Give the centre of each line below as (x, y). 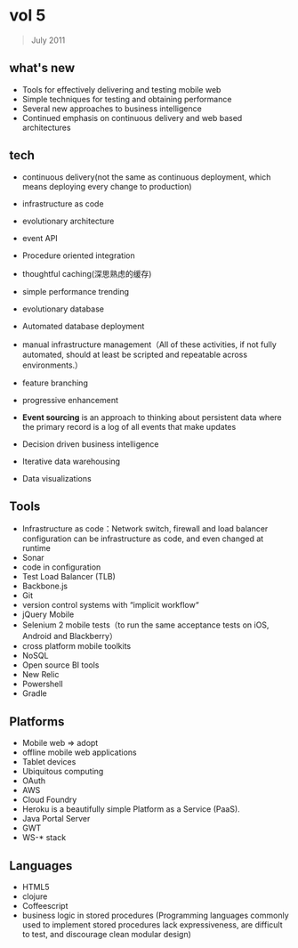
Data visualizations (56, 478)
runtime (36, 548)
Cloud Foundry (49, 800)
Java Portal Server (56, 819)
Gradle (34, 693)
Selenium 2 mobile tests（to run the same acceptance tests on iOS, (145, 625)
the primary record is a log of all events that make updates (129, 426)
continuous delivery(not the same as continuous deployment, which (146, 177)
